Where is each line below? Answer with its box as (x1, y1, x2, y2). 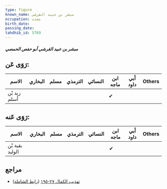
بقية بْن (7, 142, 22, 149)
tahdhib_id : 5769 (5, 30, 41, 35)
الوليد (7, 148, 19, 155)
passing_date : (5, 26, 35, 31)
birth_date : (5, 21, 30, 26)
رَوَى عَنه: (5, 112, 30, 121)
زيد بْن (7, 90, 21, 96)
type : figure (5, 7, 32, 12)
